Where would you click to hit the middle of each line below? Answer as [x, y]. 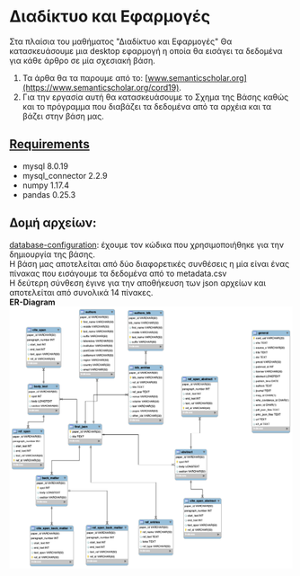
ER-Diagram [32, 302]
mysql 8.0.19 [45, 166]
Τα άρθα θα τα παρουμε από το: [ [85, 77]
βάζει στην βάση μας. [63, 116]
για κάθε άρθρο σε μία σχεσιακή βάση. [82, 60]
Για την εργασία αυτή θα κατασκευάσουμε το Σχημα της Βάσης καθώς [155, 97]
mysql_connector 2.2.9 [65, 175]
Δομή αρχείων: [53, 223]
